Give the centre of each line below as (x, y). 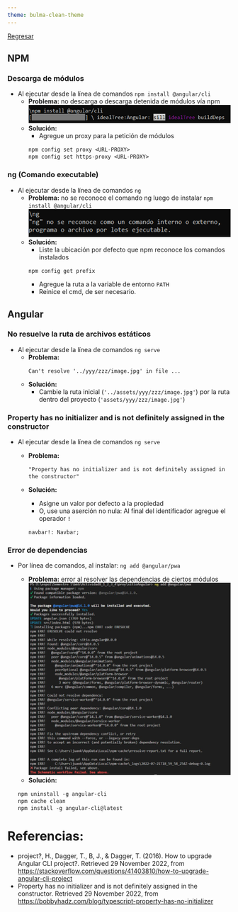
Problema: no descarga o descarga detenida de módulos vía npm (124, 101)
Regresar (21, 36)
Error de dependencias (47, 551)
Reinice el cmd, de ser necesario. (87, 292)
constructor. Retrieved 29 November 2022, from (88, 894)
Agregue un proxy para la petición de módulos (107, 136)
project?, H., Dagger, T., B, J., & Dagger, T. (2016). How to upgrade (115, 856)
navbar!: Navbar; (54, 533)
